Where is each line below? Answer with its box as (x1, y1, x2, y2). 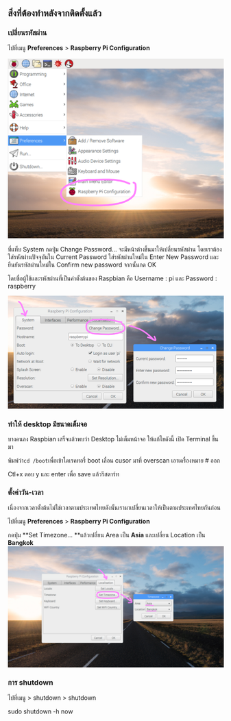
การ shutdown (8, 678, 53, 687)
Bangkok (8, 538, 34, 546)
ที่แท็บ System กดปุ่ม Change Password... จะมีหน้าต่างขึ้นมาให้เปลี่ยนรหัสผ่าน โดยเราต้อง (8, 245, 222, 254)
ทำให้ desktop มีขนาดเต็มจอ (8, 419, 88, 429)
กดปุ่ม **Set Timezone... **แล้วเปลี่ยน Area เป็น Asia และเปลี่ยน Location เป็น (8, 530, 206, 539)
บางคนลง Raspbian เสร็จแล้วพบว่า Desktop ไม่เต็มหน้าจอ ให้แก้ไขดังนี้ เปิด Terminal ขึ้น (8, 435, 219, 443)
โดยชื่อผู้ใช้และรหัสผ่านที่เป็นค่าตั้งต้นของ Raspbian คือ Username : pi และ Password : (8, 274, 218, 282)
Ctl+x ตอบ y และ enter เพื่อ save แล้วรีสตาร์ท (8, 470, 119, 478)
